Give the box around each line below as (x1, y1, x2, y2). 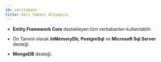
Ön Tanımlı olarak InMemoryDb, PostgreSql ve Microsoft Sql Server (12, 36, 156, 42)
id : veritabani (5, 7, 37, 13)
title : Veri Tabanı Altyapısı (5, 12, 69, 17)
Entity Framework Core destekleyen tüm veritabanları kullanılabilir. (12, 26, 152, 32)
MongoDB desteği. (12, 51, 52, 57)
